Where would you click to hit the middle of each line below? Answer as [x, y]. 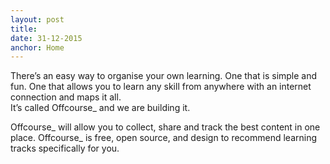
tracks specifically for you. [65, 148]
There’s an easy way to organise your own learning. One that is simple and [164, 76]
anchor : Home [37, 47]
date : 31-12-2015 [46, 38]
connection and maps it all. [66, 97]
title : [24, 29]
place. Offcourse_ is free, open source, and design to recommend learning [164, 138]
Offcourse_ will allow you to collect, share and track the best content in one [165, 127]
